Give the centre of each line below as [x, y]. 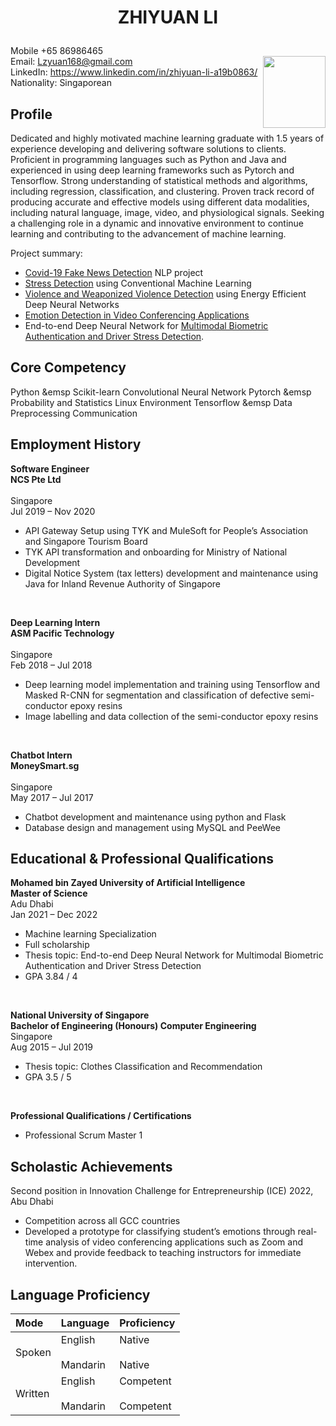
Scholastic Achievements [91, 1166]
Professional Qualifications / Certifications [101, 1116]
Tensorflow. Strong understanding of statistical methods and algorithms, [159, 180]
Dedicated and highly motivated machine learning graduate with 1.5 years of [167, 138]
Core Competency [68, 367]
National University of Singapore [80, 1015]
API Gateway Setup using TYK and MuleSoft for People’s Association [166, 530]
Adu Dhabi [32, 904]
